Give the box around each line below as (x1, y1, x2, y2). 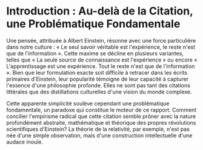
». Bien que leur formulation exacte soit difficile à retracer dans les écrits (6, 69, 188, 76)
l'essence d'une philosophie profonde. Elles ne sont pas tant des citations (6, 81, 191, 89)
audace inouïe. (6, 138, 44, 145)
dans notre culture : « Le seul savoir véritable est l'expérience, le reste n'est (6, 43, 196, 51)
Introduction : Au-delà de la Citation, (6, 4, 193, 18)
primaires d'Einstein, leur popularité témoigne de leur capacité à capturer (6, 75, 189, 83)
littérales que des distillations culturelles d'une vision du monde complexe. (6, 88, 192, 95)
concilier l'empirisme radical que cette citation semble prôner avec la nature (6, 113, 196, 120)
